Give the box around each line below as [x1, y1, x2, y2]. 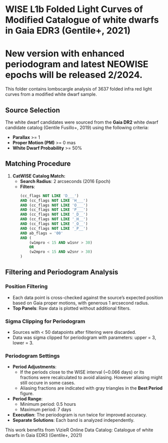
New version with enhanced [5, 48, 125, 59]
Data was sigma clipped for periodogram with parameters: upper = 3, [12, 334, 156, 340]
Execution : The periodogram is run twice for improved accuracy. [12, 412, 147, 418]
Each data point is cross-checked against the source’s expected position [12, 294, 163, 300]
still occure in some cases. [20, 380, 75, 386]
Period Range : [12, 396, 43, 402]
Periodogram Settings [5, 352, 60, 359]
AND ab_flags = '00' [20, 230, 63, 236]
